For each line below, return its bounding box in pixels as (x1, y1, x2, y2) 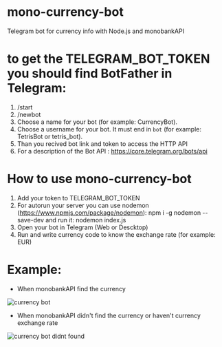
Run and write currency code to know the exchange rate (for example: (16, 230, 216, 238)
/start (16, 103, 33, 111)
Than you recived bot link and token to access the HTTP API (16, 139, 188, 148)
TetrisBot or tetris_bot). (16, 132, 83, 140)
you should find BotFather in (7, 66, 173, 81)
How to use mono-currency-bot (7, 171, 192, 187)
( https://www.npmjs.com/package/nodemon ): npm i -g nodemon (16, 208, 201, 217)
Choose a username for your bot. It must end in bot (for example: (16, 125, 201, 133)
